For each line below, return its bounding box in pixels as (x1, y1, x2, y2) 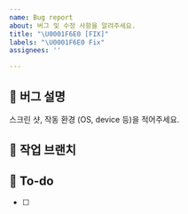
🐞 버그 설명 (9, 89, 67, 104)
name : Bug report (9, 12, 74, 22)
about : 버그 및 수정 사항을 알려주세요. (9, 21, 137, 30)
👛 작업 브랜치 (9, 143, 77, 158)
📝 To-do (9, 173, 54, 188)
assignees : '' (9, 46, 62, 55)
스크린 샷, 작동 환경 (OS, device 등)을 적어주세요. (9, 114, 180, 124)
